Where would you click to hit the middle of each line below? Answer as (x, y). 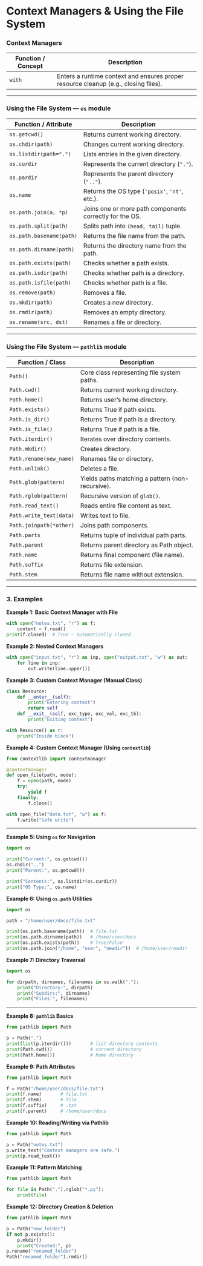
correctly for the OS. (112, 216)
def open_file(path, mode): (42, 775)
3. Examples (25, 599)
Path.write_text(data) (42, 516)
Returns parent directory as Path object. (137, 545)
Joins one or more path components (135, 208)
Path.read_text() (34, 506)
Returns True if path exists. (118, 410)
